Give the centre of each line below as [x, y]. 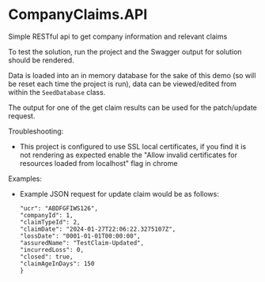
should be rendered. [41, 60]
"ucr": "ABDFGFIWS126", [59, 208]
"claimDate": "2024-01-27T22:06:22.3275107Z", [98, 229]
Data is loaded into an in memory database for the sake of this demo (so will [132, 75]
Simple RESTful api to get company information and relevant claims [118, 36]
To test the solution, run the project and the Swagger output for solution [125, 51]
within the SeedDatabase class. [57, 92]
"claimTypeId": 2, [50, 222]
